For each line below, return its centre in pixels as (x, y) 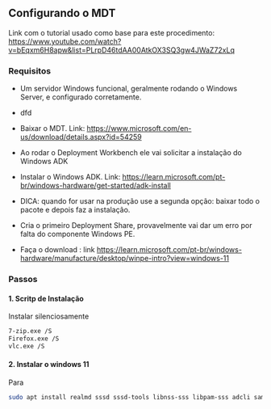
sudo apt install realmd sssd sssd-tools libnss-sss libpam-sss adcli (129, 398)
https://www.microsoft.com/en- (139, 129)
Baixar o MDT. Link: (52, 129)
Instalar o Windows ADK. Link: (70, 177)
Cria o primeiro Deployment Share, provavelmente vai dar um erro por (136, 226)
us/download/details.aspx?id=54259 (81, 137)
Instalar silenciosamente (49, 316)
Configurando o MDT (62, 13)
